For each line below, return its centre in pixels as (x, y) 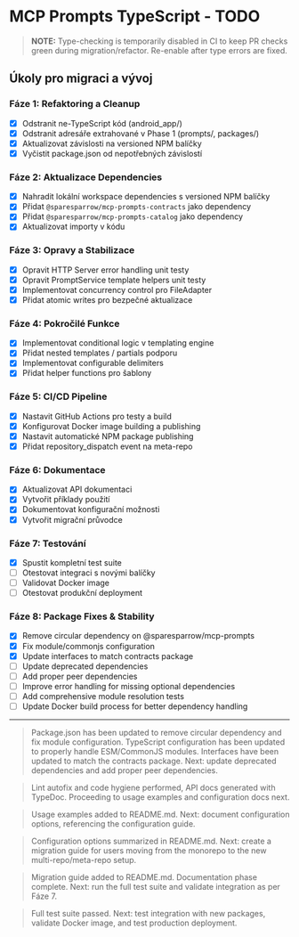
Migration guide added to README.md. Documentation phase (144, 877)
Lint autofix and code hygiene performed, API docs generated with (153, 787)
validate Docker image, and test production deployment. (134, 923)
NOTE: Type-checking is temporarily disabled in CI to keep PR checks (159, 41)
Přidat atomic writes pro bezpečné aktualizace (107, 299)
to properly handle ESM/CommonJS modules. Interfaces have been (155, 751)
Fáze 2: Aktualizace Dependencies (86, 177)
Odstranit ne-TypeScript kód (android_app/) (102, 123)
